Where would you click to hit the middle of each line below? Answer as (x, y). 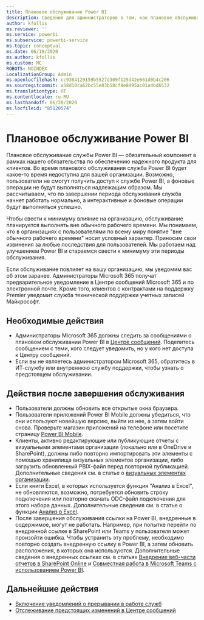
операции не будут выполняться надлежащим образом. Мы (84, 188)
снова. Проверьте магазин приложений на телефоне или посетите (102, 428)
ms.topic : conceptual (34, 46)
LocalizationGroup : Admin (39, 74)
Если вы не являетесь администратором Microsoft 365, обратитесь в (105, 361)
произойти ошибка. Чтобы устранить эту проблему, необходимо (99, 538)
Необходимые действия (55, 321)
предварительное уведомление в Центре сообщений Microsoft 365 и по (100, 282)
